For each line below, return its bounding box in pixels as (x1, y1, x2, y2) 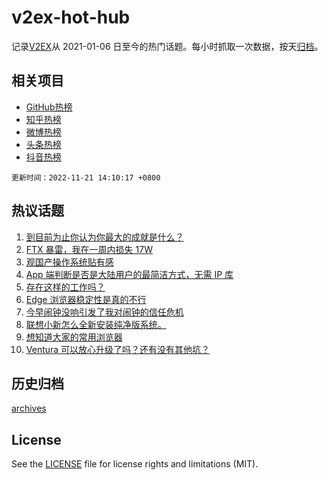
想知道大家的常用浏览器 (25, 331, 123, 343)
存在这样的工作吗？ (25, 281, 106, 293)
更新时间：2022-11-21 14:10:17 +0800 (11, 172, 161, 183)
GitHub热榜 (25, 101, 73, 113)
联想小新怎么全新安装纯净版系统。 (25, 318, 167, 330)
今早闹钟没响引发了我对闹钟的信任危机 (25, 306, 184, 318)
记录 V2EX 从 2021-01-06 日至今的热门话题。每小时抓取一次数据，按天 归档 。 (11, 40, 324, 52)
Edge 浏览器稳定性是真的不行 (25, 293, 147, 305)
